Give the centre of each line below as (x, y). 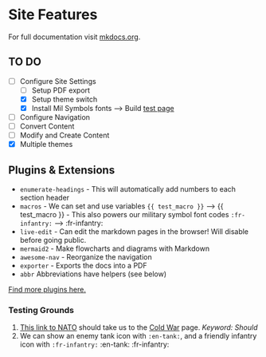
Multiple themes (46, 145)
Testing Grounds (41, 310)
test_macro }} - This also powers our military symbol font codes (124, 215)
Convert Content (47, 126)
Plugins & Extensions (62, 170)
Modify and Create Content (65, 135)
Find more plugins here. (47, 290)
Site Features (53, 15)
